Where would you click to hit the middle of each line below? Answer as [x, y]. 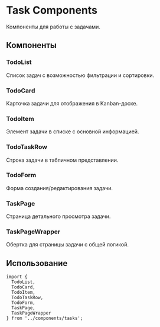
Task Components [52, 10]
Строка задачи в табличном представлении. [62, 160]
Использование [37, 263]
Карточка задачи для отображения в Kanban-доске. [72, 103]
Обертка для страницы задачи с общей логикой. [67, 245]
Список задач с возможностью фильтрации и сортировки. [80, 75]
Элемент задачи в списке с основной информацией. [73, 132]
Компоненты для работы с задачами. [53, 27]
